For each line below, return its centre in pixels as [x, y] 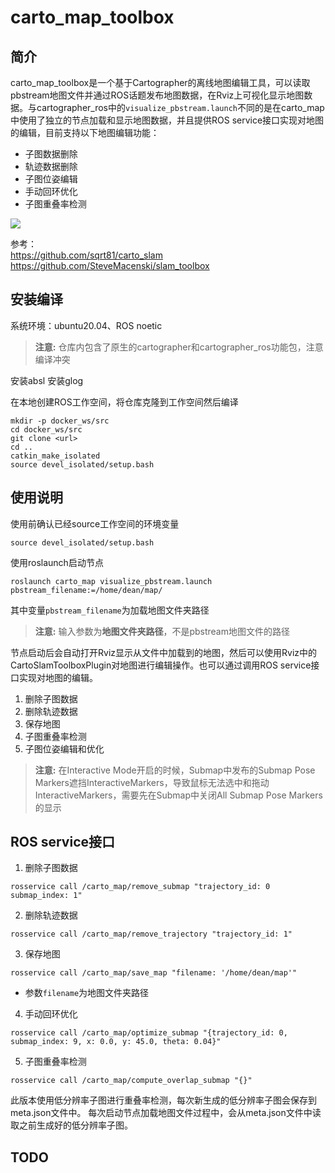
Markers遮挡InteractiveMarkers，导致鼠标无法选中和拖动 [152, 782]
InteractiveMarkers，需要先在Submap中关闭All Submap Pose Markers [178, 795]
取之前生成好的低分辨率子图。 [71, 1125]
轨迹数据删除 [51, 166]
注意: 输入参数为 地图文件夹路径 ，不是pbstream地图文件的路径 [162, 631]
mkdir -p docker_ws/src [60, 421]
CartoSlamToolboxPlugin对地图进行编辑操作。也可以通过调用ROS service [161, 665]
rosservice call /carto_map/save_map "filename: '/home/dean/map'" [154, 973]
